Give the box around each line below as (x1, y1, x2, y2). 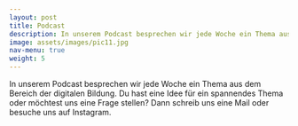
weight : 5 (9, 54, 46, 63)
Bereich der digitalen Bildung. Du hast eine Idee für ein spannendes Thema (9, 88, 284, 98)
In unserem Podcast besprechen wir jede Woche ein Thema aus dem (9, 79, 262, 89)
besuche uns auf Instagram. (9, 107, 112, 117)
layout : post (9, 12, 58, 22)
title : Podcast (9, 21, 66, 30)
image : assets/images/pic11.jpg (9, 37, 129, 47)
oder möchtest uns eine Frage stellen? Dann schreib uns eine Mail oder (9, 98, 270, 107)
